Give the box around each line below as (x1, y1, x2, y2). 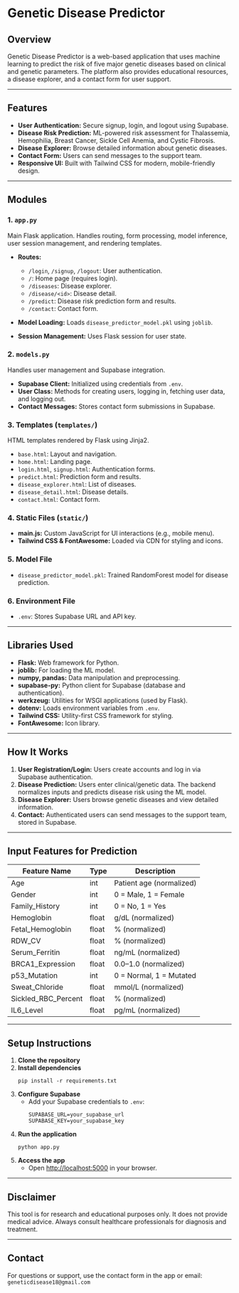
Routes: (17, 253, 41, 261)
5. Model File (7, 554, 53, 564)
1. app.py (7, 215, 38, 225)
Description (134, 866, 176, 876)
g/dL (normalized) (113, 913, 174, 923)
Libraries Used (7, 639, 73, 652)
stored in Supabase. (17, 818, 77, 826)
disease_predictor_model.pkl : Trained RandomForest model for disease (17, 571, 229, 579)
